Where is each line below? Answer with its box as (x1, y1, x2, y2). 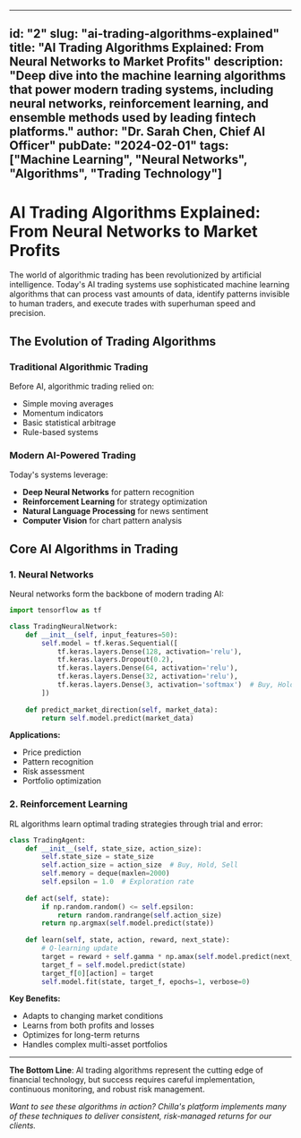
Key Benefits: (9, 993, 61, 1004)
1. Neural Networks (9, 568, 94, 580)
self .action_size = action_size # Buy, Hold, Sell (41, 860, 239, 869)
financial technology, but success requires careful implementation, (9, 1074, 255, 1085)
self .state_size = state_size (41, 852, 154, 861)
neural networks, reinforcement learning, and (9, 96, 269, 112)
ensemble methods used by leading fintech (9, 110, 257, 125)
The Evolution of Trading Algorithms (9, 333, 217, 349)
